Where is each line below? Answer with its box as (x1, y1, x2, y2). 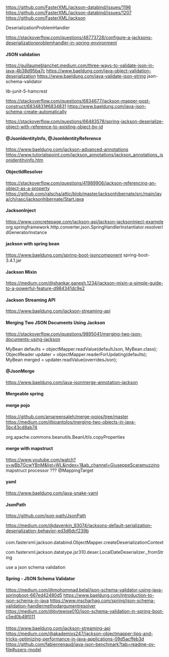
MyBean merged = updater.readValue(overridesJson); (6, 357, 117, 363)
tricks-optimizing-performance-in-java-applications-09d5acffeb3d (6, 636, 144, 642)
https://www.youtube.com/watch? (6, 456, 76, 462)
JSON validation (6, 51, 41, 57)
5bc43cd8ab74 (6, 424, 38, 430)
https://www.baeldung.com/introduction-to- (63, 592, 154, 598)
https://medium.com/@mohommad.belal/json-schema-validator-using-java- (6, 587, 163, 593)
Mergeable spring (6, 391, 44, 397)
